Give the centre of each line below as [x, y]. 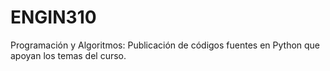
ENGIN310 [53, 17]
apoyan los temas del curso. [68, 55]
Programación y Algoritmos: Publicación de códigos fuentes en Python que [165, 45]
